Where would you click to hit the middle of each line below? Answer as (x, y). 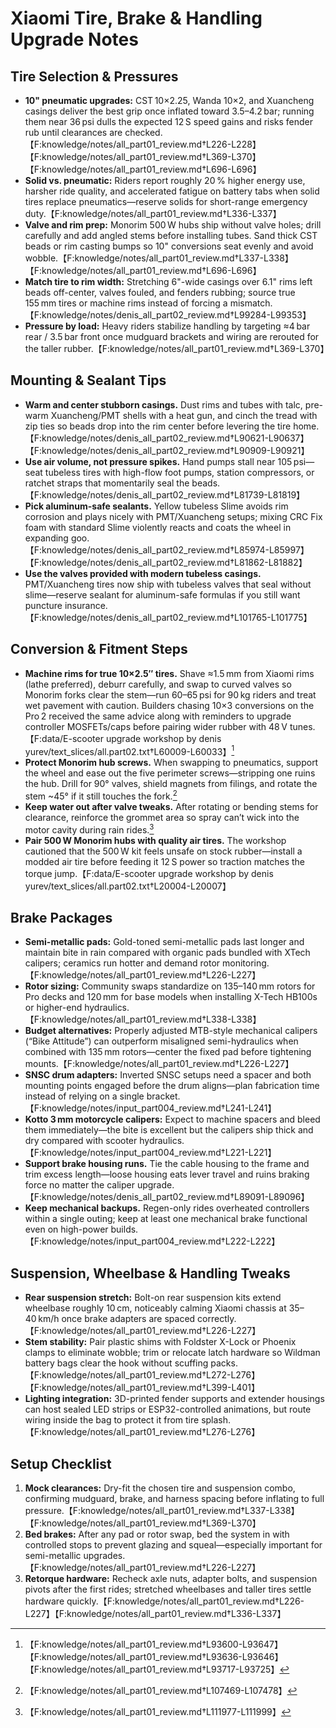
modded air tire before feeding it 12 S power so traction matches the (164, 861)
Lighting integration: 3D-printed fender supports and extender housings (174, 1399)
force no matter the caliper (79, 1185)
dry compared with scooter (81, 1141)
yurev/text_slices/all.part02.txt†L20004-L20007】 (128, 886)
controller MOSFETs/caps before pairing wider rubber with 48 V (156, 726)
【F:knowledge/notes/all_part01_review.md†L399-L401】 (142, 1388)
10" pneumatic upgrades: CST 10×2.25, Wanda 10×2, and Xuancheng (169, 100)
